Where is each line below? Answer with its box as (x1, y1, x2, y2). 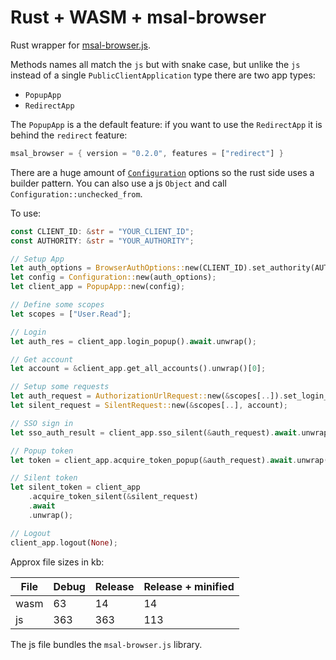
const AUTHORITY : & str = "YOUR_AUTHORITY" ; (10, 236, 195, 246)
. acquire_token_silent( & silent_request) (28, 492, 199, 502)
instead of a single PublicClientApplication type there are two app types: (10, 69, 316, 81)
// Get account (10, 354, 74, 365)
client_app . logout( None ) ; (10, 537, 118, 548)
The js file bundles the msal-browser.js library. (10, 638, 203, 650)
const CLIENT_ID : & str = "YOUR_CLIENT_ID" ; (10, 226, 195, 236)
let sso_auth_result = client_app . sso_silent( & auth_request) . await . (10, 427, 302, 438)
